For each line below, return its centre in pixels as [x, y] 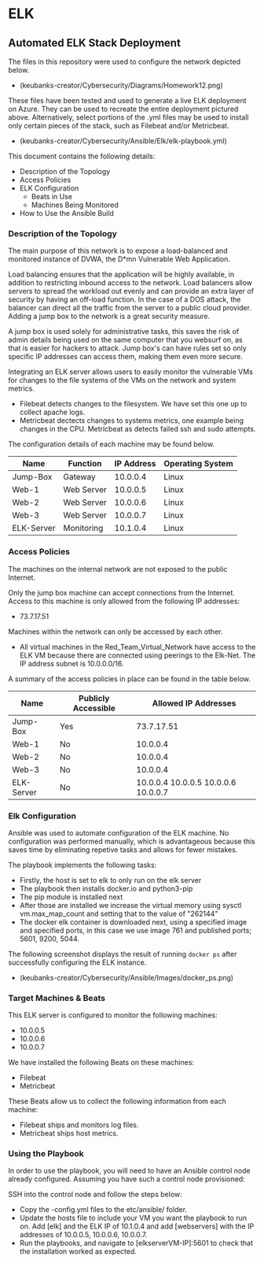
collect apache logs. [52, 412]
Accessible [94, 708]
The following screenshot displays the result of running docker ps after [123, 954]
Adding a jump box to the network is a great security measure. [109, 317]
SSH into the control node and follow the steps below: [95, 1195]
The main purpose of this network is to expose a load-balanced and [118, 251]
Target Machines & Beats [57, 998]
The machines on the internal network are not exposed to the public [118, 569]
